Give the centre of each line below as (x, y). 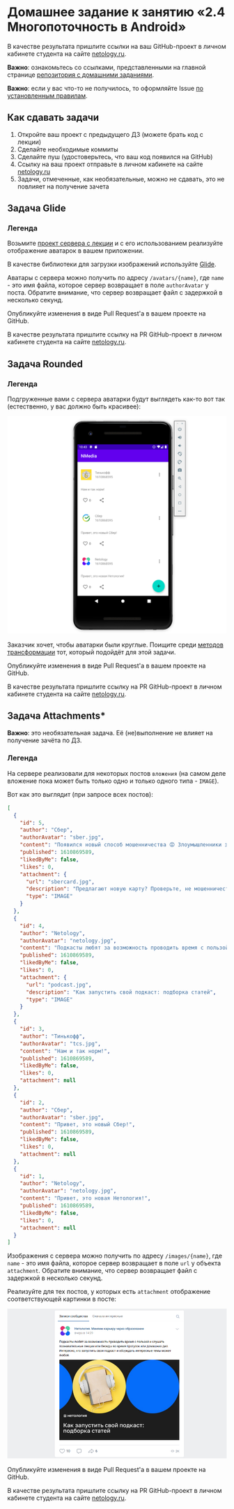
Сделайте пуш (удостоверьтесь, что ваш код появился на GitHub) (115, 156)
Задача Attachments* (56, 716)
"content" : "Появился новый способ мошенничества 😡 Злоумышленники (121, 845)
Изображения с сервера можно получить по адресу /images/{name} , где (115, 1256)
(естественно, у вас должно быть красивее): (74, 406)
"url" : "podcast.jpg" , (58, 985)
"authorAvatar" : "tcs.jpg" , (60, 1044)
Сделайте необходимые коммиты (68, 149)
